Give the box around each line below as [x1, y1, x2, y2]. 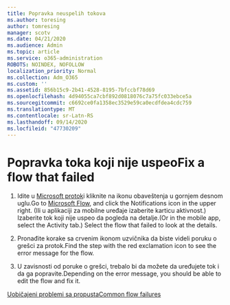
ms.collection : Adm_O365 [7, 74, 78, 81]
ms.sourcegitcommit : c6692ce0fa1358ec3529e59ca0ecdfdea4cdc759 [7, 100, 192, 106]
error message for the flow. [16, 249, 95, 258]
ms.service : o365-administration [7, 55, 103, 62]
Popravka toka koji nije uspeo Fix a [7, 155, 205, 170]
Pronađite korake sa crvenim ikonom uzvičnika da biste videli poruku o [16, 234, 218, 242]
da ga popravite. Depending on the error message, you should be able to [16, 269, 222, 278]
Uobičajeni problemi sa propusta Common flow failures [7, 290, 161, 299]
